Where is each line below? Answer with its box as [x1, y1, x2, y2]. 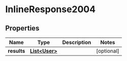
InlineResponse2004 [5, 4, 96, 15]
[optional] [96, 47, 119, 54]
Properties [5, 24, 40, 33]
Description [62, 39, 91, 46]
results [8, 47, 25, 54]
